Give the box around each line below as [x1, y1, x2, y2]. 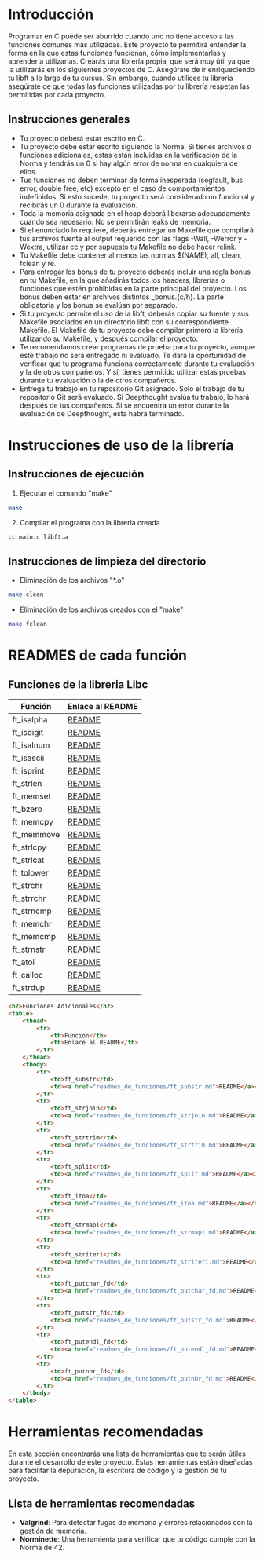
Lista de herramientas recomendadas [8, 1497, 196, 1510]
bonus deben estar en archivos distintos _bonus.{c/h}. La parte [19, 292, 224, 302]
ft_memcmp [12, 931, 57, 942]
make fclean [8, 620, 47, 628]
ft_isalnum [12, 740, 50, 751]
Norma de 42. [19, 1542, 65, 1552]
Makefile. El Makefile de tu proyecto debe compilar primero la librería [19, 325, 244, 335]
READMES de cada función [8, 646, 187, 664]
